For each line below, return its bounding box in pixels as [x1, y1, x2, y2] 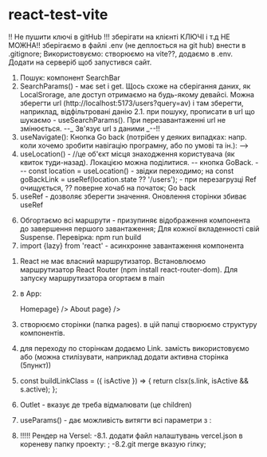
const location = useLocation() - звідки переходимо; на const [28, 166, 234, 175]
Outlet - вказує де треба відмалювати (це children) [19, 400, 193, 409]
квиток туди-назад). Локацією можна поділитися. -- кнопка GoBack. [19, 157, 253, 167]
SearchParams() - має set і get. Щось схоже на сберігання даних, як [19, 81, 251, 91]
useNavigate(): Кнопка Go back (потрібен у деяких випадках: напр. [19, 132, 247, 141]
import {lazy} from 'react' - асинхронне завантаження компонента [19, 241, 245, 250]
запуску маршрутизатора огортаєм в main [19, 273, 165, 282]
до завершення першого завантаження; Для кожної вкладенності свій [19, 223, 260, 233]
